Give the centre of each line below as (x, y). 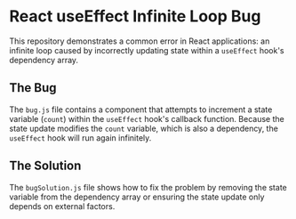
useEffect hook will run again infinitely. (80, 138)
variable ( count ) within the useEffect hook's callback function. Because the (147, 118)
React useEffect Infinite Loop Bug (135, 16)
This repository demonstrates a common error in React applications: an (140, 41)
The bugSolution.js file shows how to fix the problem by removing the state (148, 187)
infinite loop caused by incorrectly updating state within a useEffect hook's (147, 50)
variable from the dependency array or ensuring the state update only (137, 197)
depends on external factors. (62, 206)
